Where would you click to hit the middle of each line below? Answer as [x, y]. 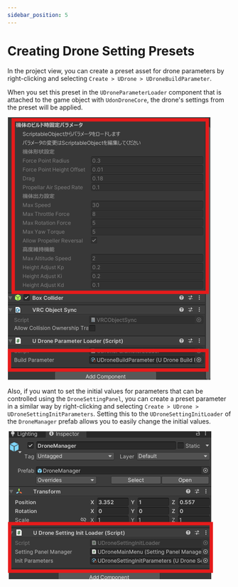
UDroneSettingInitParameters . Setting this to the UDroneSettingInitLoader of [119, 414]
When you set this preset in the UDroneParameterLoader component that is [114, 92]
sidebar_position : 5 [38, 15]
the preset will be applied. [45, 107]
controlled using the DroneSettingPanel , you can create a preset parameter [117, 399]
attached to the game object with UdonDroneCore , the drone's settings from [116, 99]
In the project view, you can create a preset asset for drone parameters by [116, 70]
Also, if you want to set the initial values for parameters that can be [106, 391]
